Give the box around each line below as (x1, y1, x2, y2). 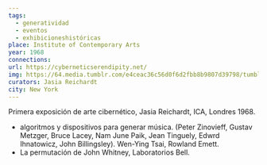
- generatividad (15, 19, 69, 27)
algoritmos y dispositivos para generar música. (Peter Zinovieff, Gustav (19, 122, 253, 132)
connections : (8, 56, 52, 64)
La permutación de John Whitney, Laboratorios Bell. (19, 148, 191, 157)
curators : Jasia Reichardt (8, 78, 98, 86)
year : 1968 (8, 48, 44, 56)
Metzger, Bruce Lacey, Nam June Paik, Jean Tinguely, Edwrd (19, 131, 220, 140)
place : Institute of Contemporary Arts (8, 41, 141, 49)
